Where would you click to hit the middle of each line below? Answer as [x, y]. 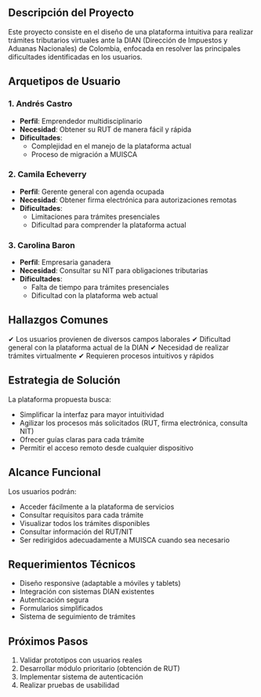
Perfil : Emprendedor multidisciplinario [81, 121]
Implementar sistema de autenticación [81, 677]
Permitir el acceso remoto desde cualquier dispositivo [107, 448]
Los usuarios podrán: [42, 491]
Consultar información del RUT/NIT [76, 532]
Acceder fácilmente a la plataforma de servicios [97, 506]
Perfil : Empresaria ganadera [65, 263]
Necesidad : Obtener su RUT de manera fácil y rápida [105, 129]
